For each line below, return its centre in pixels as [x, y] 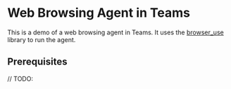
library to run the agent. [42, 39]
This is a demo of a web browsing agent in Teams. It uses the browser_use [115, 32]
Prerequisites [37, 62]
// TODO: [20, 78]
